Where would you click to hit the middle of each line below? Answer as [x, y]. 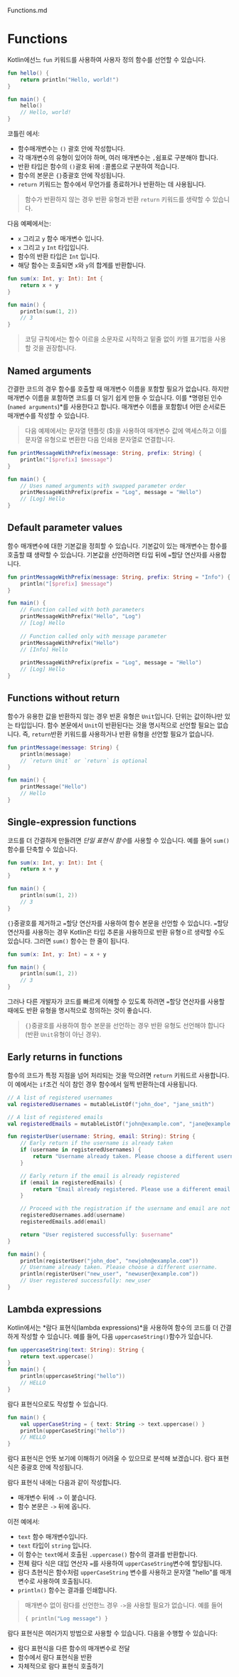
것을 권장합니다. [54, 348]
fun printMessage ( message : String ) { [63, 747]
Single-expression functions [72, 822]
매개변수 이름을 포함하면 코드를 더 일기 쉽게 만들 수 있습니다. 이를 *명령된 [108, 398]
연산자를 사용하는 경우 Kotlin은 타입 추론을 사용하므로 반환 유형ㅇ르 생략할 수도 [116, 932]
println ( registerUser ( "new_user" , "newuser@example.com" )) [110, 1274]
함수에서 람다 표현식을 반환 [55, 1657]
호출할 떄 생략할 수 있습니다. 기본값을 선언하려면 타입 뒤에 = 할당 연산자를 [107, 554]
